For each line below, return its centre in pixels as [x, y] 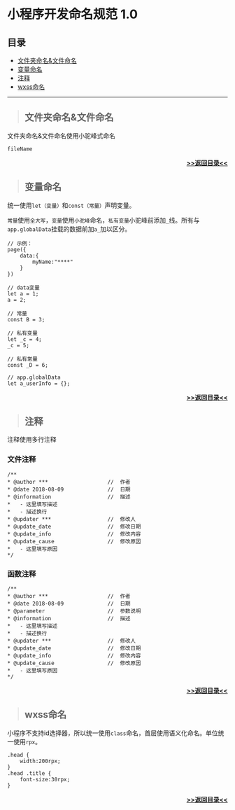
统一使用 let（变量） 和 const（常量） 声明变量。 [71, 205]
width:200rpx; [40, 761]
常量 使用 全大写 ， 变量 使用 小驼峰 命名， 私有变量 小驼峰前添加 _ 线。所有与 [104, 220]
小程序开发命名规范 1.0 [73, 14]
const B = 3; [26, 319]
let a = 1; [23, 294]
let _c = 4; [24, 339]
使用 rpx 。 [27, 741]
